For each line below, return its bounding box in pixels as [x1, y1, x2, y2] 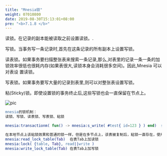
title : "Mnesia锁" [5, 7, 43, 12]
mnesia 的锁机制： [5, 110, 37, 115]
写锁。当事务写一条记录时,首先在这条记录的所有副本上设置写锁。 [5, 46, 138, 52]
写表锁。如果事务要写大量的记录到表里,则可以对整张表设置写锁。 [5, 79, 138, 85]
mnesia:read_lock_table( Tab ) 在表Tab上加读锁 [5, 137, 99, 142]
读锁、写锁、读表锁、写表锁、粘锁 [5, 114, 65, 119]
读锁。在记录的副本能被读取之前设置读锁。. [5, 35, 94, 41]
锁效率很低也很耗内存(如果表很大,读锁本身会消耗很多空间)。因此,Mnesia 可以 [5, 63, 162, 69]
